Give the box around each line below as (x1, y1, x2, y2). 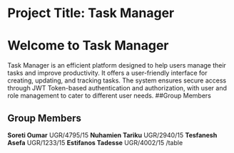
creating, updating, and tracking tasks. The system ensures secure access (7, 76, 227, 85)
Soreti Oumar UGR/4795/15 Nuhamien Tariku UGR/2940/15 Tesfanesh (7, 130, 218, 139)
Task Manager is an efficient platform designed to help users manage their (7, 61, 227, 70)
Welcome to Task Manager (7, 38, 169, 54)
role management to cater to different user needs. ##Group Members (7, 91, 212, 100)
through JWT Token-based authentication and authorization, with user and (7, 84, 227, 93)
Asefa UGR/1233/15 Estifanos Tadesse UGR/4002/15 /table (7, 138, 183, 147)
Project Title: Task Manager (7, 5, 175, 21)
